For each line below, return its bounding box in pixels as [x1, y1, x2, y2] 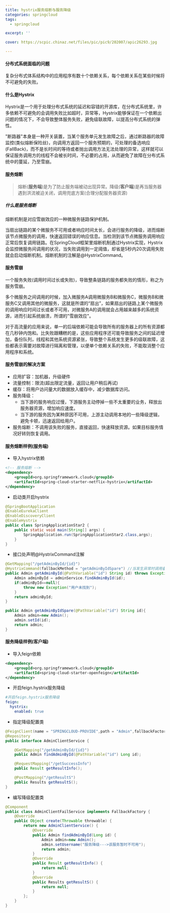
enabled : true [14, 709, 44, 714]
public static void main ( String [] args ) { [14, 527, 105, 533]
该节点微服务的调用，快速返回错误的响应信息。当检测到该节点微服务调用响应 [5, 233, 165, 239]
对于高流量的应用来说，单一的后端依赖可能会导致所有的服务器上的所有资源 [5, 323, 160, 329]
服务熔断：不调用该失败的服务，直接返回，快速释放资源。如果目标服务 [12, 424, 159, 430]
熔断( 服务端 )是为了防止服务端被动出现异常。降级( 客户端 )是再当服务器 [17, 183, 162, 190]
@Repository [5, 733, 30, 738]
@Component [5, 804, 28, 809]
